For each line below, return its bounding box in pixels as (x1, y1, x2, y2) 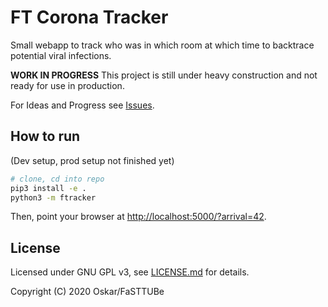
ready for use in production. (10, 79, 125, 91)
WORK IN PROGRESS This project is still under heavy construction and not (10, 69, 318, 81)
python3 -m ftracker (10, 192, 97, 203)
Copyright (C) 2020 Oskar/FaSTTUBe (10, 286, 165, 298)
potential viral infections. (10, 49, 112, 61)
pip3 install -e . (10, 183, 87, 193)
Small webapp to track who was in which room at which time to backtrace (10, 39, 315, 51)
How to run (10, 128, 81, 145)
